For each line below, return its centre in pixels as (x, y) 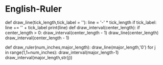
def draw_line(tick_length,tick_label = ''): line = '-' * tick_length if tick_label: (81, 22)
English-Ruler (34, 9)
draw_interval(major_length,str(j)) (39, 57)
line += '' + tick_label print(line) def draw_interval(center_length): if (73, 27)
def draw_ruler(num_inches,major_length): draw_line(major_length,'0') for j (80, 47)
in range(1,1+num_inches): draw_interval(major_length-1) (62, 52)
